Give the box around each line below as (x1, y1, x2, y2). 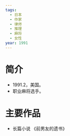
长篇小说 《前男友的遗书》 (12, 125, 67, 131)
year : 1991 (5, 41, 28, 46)
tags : (5, 7, 17, 13)
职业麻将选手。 (12, 88, 44, 94)
